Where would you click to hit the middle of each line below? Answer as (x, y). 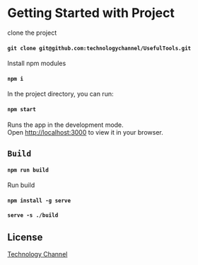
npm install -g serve (39, 201)
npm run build (28, 170)
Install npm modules (37, 63)
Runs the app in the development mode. (65, 125)
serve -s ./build (33, 215)
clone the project (32, 33)
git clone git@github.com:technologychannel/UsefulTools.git (99, 48)
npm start (22, 109)
